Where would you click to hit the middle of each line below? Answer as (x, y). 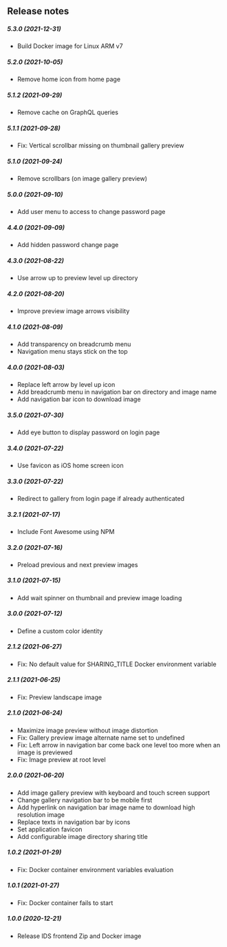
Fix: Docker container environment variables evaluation (95, 869)
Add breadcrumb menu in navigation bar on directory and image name (117, 392)
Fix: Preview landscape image (59, 697)
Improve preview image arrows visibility (73, 311)
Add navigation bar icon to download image (79, 399)
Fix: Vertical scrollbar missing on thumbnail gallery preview (100, 146)
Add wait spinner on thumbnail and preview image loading (99, 597)
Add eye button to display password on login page (88, 432)
